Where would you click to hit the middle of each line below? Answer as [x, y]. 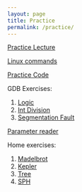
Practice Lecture [31, 48]
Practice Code [28, 75]
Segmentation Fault [46, 117]
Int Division [34, 110]
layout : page [27, 14]
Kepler [27, 166]
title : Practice [31, 21]
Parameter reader [33, 132]
